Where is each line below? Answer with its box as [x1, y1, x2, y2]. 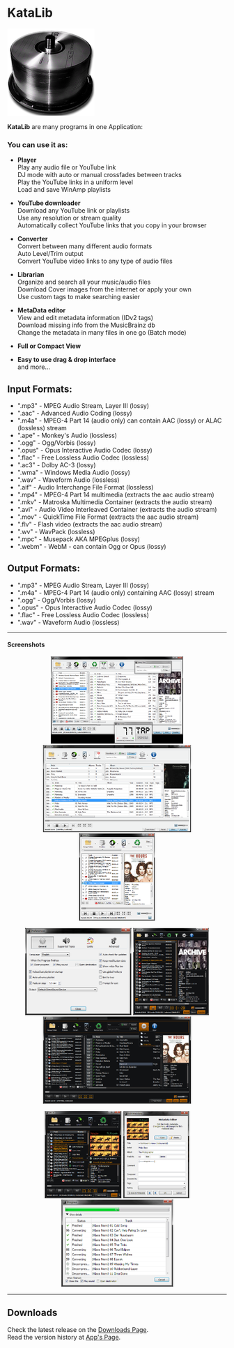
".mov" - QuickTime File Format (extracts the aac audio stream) [17, 513, 199, 521]
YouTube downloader [17, 199, 81, 207]
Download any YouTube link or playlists [17, 206, 130, 215]
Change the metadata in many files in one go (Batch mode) [17, 328, 187, 337]
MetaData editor [17, 306, 66, 315]
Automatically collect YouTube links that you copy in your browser [17, 221, 207, 229]
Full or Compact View [17, 342, 81, 350]
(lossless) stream [17, 424, 68, 432]
